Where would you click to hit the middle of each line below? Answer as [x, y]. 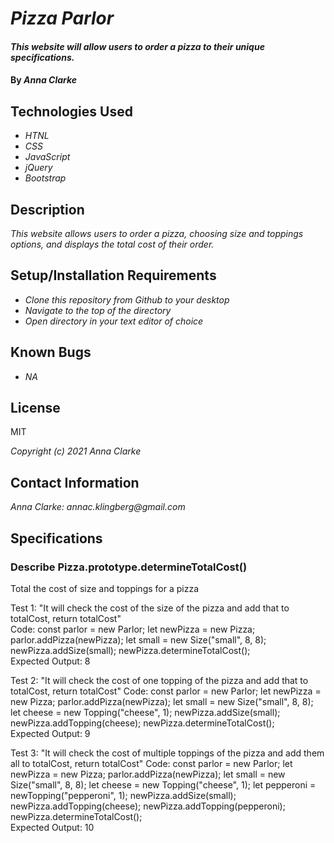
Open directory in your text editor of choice [114, 321]
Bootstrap [45, 178]
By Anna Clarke [44, 80]
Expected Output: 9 [50, 733]
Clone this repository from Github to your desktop [127, 299]
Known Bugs [51, 352]
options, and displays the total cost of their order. [112, 244]
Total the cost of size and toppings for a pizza [105, 588]
